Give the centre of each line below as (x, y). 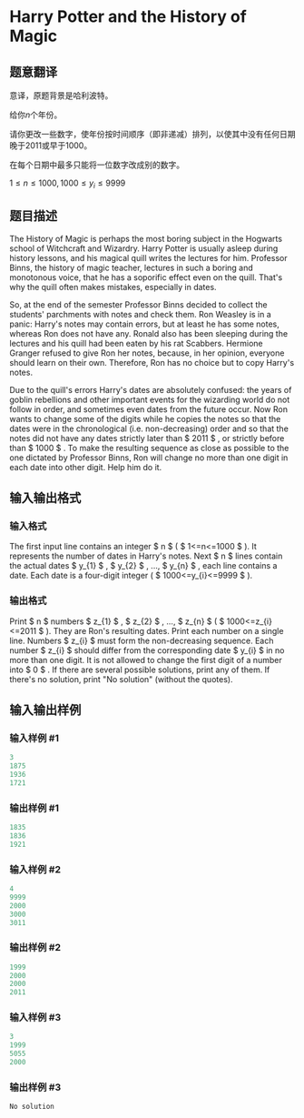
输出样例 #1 (34, 808)
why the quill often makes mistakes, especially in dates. (113, 287)
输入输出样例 (45, 710)
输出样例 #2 (35, 948)
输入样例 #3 (35, 1018)
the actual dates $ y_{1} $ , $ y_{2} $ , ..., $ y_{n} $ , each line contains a (143, 566)
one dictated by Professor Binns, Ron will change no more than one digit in (149, 458)
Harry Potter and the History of (128, 17)
